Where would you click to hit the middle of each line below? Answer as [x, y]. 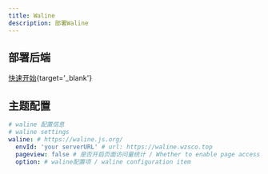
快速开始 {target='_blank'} [50, 78]
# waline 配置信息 [36, 125]
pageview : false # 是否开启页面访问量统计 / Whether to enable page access [138, 154]
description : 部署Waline [48, 23]
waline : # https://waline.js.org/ [66, 139]
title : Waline [32, 16]
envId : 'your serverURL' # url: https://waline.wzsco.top [114, 147]
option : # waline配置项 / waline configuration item [103, 162]
